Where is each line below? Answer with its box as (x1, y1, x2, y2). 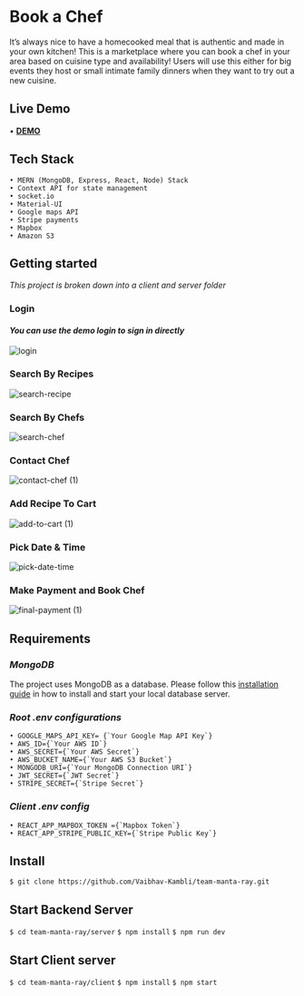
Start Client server (9, 952, 116, 968)
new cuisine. (9, 74, 57, 85)
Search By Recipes (9, 367, 94, 380)
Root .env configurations (9, 710, 123, 723)
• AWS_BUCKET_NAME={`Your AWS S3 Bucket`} (9, 756, 172, 765)
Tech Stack (9, 151, 74, 167)
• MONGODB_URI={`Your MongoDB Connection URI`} (9, 764, 193, 773)
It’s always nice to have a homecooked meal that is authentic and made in (9, 36, 285, 47)
